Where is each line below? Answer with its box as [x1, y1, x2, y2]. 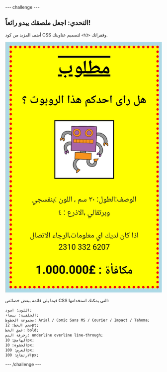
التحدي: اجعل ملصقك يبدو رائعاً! [5, 18, 91, 27]
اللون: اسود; [5, 308, 32, 313]
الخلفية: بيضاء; [5, 313, 39, 318]
